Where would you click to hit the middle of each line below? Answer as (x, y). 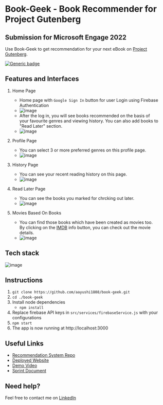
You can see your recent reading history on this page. (73, 174)
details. (27, 232)
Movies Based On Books (37, 212)
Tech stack (22, 253)
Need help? (23, 386)
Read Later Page (29, 189)
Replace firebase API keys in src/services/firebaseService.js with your (85, 312)
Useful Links (24, 343)
